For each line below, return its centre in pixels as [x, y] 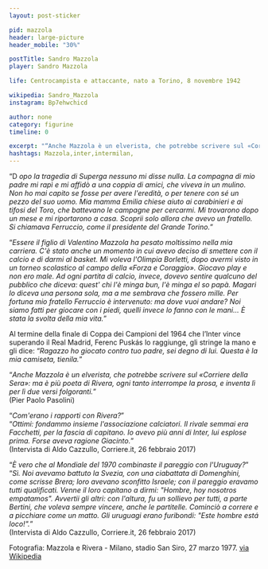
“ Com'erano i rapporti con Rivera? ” [66, 415]
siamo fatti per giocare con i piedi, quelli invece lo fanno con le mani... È [127, 310]
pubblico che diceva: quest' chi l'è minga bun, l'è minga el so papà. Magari [133, 284]
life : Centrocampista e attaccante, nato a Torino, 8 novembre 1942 [125, 81]
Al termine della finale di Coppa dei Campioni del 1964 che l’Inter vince [125, 334]
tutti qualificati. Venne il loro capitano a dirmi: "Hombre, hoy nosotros [123, 490]
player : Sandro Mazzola [49, 67]
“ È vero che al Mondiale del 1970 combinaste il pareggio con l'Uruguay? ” [129, 465]
